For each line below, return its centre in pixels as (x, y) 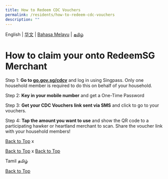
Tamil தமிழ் (17, 161)
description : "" (22, 19)
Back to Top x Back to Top (33, 151)
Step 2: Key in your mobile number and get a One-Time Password (75, 96)
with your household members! (38, 131)
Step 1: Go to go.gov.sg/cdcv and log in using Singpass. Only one (75, 80)
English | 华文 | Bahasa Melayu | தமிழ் (45, 35)
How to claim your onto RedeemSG (80, 55)
